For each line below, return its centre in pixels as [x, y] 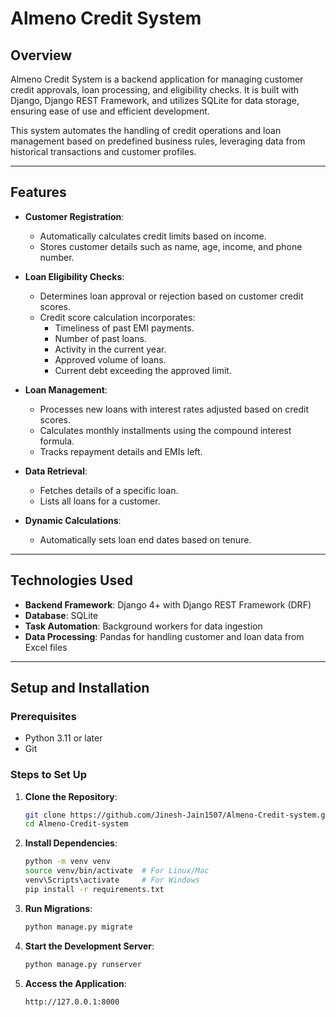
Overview [41, 55]
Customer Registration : [74, 216]
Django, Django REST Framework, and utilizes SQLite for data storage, [155, 100]
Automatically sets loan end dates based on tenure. [145, 539]
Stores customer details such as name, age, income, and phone [171, 246]
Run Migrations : [58, 908]
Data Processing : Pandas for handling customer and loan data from [164, 636]
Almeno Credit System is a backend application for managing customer [157, 79]
